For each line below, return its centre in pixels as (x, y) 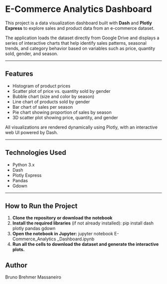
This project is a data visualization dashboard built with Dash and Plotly (79, 23)
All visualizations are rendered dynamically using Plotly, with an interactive (82, 127)
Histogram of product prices (41, 86)
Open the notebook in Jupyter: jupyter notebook (63, 234)
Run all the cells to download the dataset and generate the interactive (85, 244)
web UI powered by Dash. (32, 132)
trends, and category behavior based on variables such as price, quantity (80, 48)
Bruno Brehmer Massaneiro (33, 277)
